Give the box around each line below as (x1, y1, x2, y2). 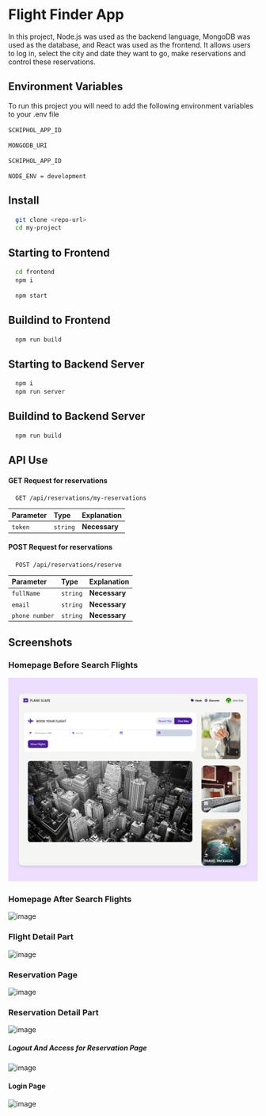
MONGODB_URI (8, 141, 47, 150)
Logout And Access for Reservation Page (8, 1043, 148, 1053)
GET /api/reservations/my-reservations (15, 494, 147, 502)
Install (8, 194, 40, 208)
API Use (8, 454, 48, 467)
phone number (11, 611, 55, 619)
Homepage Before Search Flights (8, 659, 139, 670)
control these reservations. (8, 57, 97, 67)
